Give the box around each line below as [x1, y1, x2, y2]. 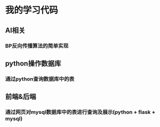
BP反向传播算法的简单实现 [5, 42, 69, 49]
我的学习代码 [5, 4, 59, 16]
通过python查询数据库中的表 [5, 75, 75, 82]
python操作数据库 [5, 59, 61, 67]
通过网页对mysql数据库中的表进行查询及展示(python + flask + [5, 108, 155, 115]
